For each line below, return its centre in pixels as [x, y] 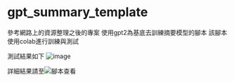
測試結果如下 [26, 56]
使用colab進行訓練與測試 [43, 41]
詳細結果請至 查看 [41, 71]
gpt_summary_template [78, 12]
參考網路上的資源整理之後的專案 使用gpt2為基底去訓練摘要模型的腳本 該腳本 [117, 32]
